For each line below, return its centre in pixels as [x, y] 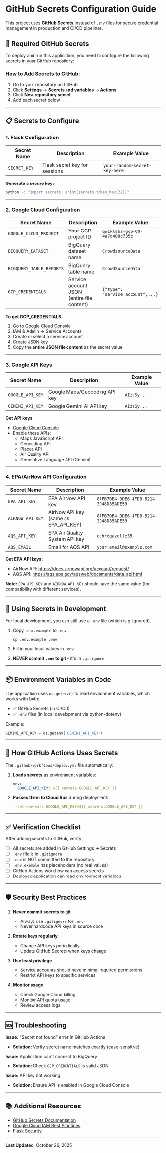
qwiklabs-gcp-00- [123, 231]
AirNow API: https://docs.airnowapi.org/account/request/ [71, 569]
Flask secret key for [65, 165]
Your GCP [80, 231]
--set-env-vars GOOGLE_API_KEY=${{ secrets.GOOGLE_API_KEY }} [78, 807]
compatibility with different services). [43, 589]
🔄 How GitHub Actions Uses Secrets [62, 753]
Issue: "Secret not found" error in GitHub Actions [55, 1037]
